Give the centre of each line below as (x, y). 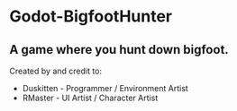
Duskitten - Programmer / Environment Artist (105, 88)
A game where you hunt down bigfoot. (119, 50)
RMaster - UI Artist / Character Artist (90, 98)
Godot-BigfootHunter (91, 17)
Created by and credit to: (55, 71)
